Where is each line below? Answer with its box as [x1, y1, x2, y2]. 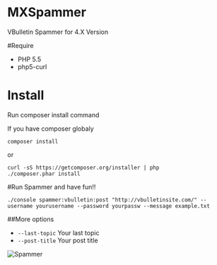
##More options [7, 215, 54, 223]
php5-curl [17, 62, 47, 71]
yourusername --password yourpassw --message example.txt [35, 202, 211, 209]
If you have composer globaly [7, 124, 94, 133]
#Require [7, 41, 34, 49]
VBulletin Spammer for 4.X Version [7, 28, 108, 36]
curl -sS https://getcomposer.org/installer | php [7, 164, 160, 171]
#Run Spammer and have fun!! [7, 182, 96, 191]
